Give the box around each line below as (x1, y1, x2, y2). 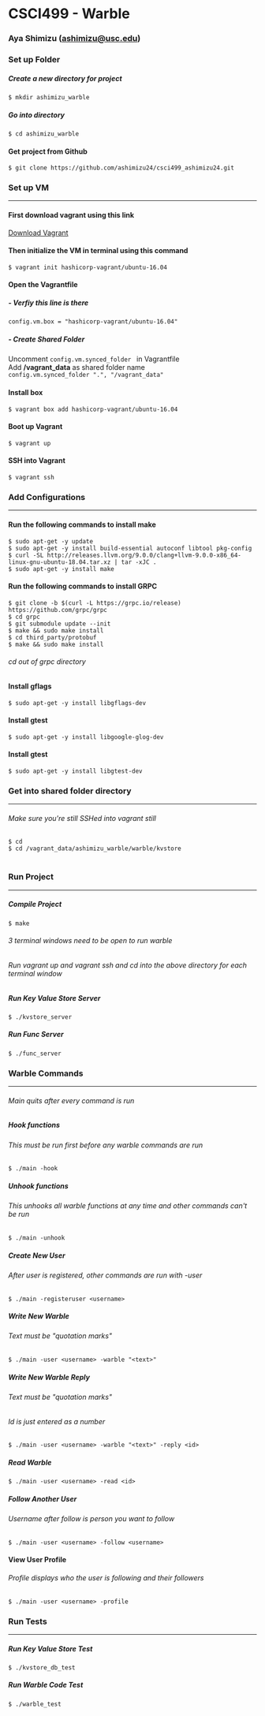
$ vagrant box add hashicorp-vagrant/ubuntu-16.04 (8, 405, 178, 413)
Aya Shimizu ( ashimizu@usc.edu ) (8, 33, 141, 44)
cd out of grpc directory (8, 657, 87, 666)
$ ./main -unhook (8, 1233, 65, 1242)
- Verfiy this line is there (8, 298, 89, 308)
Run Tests (8, 1616, 47, 1627)
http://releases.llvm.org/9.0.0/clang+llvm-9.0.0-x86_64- (47, 551, 242, 559)
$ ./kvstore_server (8, 1013, 73, 1021)
